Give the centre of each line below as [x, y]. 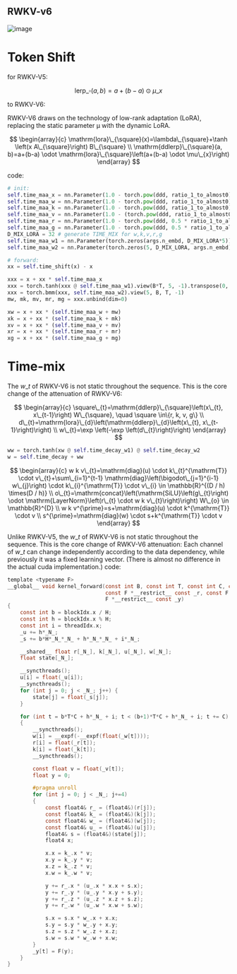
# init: [19, 188]
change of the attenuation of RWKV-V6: [65, 394]
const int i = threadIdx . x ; [61, 626]
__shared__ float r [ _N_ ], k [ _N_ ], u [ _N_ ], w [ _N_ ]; [96, 652]
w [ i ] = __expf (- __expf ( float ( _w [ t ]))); [91, 737]
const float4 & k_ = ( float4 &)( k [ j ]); [101, 814]
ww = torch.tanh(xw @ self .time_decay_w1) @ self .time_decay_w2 [104, 451]
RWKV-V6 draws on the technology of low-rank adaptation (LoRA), [104, 118]
